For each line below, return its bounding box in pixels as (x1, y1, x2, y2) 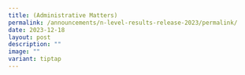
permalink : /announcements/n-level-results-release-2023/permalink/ (8, 19, 238, 27)
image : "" (8, 48, 41, 55)
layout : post (8, 33, 51, 41)
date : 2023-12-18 (8, 26, 65, 34)
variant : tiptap (8, 55, 61, 63)
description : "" (8, 41, 61, 48)
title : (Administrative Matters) (8, 11, 118, 20)
